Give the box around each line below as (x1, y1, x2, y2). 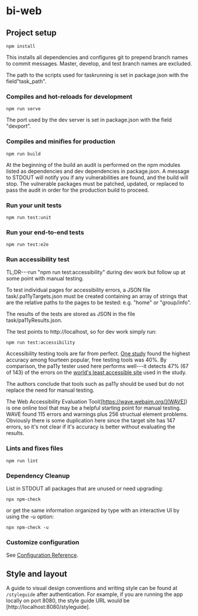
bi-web (6, 4, 43, 18)
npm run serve (6, 106, 41, 112)
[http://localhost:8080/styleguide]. (6, 604, 90, 611)
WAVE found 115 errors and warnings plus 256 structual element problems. (6, 411, 188, 418)
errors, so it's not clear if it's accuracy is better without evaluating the (6, 423, 176, 430)
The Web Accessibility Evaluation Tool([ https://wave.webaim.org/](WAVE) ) (6, 398, 188, 405)
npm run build (6, 151, 41, 157)
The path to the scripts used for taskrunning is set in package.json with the (6, 72, 189, 78)
